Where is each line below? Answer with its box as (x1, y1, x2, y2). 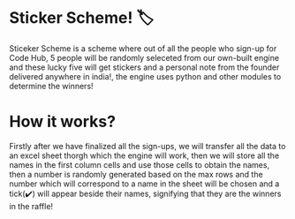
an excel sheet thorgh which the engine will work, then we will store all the (9, 150, 280, 161)
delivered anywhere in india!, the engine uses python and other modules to (9, 71, 282, 81)
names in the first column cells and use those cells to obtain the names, (9, 159, 270, 170)
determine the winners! (9, 80, 95, 91)
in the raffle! (9, 200, 54, 211)
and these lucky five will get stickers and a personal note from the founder (9, 62, 280, 72)
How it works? (9, 112, 117, 132)
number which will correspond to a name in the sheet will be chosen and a (9, 178, 280, 189)
